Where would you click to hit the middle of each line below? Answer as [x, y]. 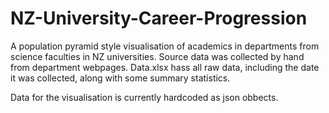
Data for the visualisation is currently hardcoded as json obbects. [144, 97]
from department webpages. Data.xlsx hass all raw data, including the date [165, 67]
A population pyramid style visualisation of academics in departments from [165, 46]
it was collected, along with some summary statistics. [120, 78]
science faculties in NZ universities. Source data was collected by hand [157, 56]
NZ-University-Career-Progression [159, 18]
